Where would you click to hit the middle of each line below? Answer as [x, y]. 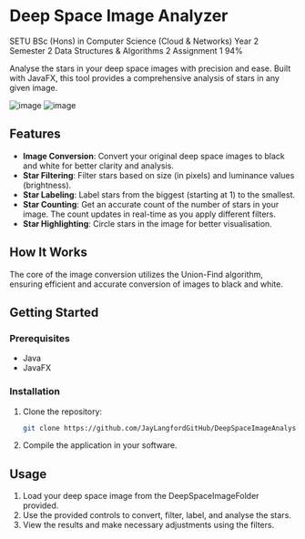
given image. [34, 87]
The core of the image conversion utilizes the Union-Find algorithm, [137, 274]
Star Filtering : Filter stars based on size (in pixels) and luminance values [158, 175]
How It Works [49, 253]
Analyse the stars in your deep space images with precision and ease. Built [150, 68]
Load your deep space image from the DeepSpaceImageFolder [141, 496]
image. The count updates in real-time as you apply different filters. [149, 214]
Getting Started [54, 312]
